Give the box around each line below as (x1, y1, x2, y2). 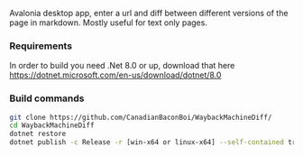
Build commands (9, 92, 85, 105)
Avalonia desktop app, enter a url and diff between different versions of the (9, 8, 289, 18)
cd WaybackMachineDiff (9, 121, 95, 130)
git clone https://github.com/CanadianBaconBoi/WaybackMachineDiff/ (9, 113, 272, 122)
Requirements (9, 40, 73, 52)
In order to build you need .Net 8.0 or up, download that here (9, 60, 235, 71)
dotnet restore (9, 130, 67, 139)
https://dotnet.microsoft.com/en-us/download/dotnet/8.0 (9, 69, 222, 80)
